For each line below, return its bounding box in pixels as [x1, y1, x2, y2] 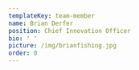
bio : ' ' [8, 34, 38, 43]
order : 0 [8, 49, 38, 57]
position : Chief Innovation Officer [8, 27, 131, 35]
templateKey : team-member [8, 11, 95, 20]
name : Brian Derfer [8, 19, 74, 27]
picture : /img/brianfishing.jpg [8, 42, 117, 50]
